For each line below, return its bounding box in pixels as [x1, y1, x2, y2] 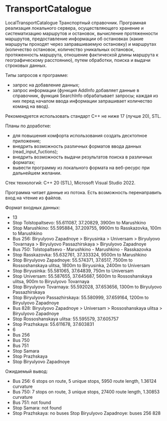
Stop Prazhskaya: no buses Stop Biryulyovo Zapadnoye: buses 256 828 [12, 410, 161, 416]
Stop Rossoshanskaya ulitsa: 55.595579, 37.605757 [12, 315, 119, 322]
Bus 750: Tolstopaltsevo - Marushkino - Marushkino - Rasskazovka [12, 246, 151, 252]
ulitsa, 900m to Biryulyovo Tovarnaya [12, 278, 89, 284]
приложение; [12, 138, 41, 144]
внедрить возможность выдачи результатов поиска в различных [12, 154, 152, 160]
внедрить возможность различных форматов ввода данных [12, 143, 141, 149]
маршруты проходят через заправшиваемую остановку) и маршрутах [5, 41, 156, 47]
